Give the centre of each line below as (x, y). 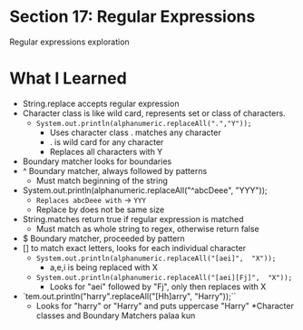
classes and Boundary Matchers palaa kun (116, 315)
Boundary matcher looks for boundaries (97, 161)
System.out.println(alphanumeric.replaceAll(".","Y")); (144, 123)
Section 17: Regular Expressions (132, 17)
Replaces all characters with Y (106, 151)
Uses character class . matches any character (135, 132)
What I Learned (68, 78)
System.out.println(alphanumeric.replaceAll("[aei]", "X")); (156, 258)
